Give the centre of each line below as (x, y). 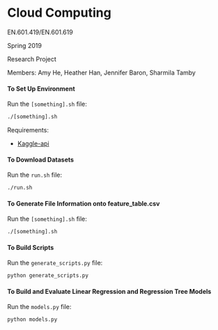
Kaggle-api (33, 143)
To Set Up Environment (41, 88)
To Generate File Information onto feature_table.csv (84, 203)
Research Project (32, 59)
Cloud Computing (59, 13)
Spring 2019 (24, 45)
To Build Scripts (31, 247)
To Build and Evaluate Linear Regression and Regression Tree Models (109, 291)
